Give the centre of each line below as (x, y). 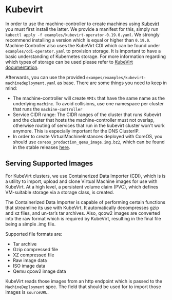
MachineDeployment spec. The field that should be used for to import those (83, 287)
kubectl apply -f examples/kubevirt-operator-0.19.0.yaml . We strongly (83, 34)
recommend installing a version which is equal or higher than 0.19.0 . (78, 40)
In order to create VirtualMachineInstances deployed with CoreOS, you (88, 136)
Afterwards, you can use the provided (45, 77)
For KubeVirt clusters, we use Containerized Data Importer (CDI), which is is (85, 176)
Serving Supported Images (49, 164)
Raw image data (30, 260)
